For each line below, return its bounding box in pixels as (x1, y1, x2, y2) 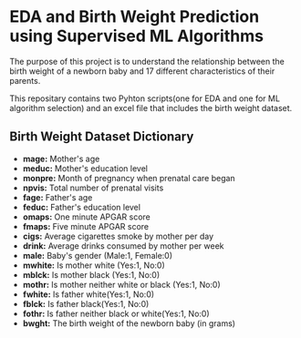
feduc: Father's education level (22, 201, 141, 212)
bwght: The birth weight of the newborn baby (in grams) (22, 317, 235, 329)
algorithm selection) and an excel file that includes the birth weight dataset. (9, 102, 293, 113)
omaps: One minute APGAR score (22, 211, 150, 222)
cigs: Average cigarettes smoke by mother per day (22, 230, 214, 241)
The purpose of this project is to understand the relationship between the (9, 56, 285, 67)
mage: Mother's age (22, 153, 100, 164)
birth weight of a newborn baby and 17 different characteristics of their (9, 66, 275, 77)
